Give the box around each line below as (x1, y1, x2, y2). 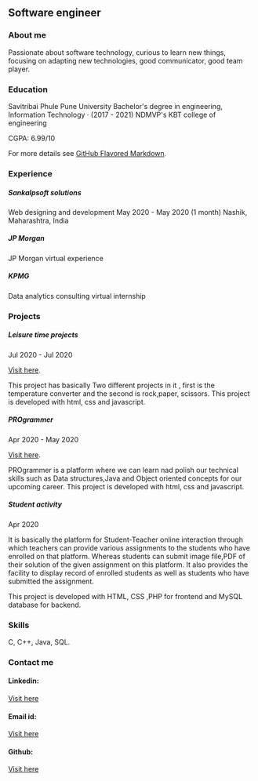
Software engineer (8, 6, 101, 20)
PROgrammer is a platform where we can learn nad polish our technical (8, 465, 239, 474)
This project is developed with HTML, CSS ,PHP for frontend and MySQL (8, 591, 243, 601)
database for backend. (8, 600, 82, 609)
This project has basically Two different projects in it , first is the (8, 380, 216, 390)
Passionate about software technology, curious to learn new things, (8, 47, 226, 57)
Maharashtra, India (8, 216, 69, 225)
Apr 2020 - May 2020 (8, 434, 79, 444)
